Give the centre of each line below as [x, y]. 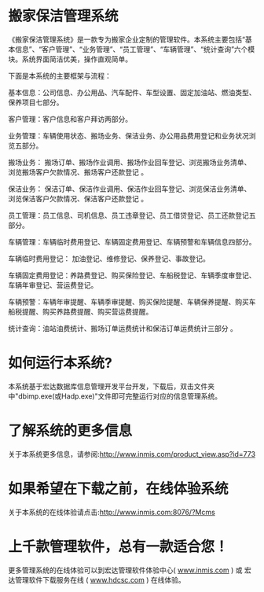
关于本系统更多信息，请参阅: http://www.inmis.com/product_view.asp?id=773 [132, 454]
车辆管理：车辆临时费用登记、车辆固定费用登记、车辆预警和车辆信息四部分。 [132, 241]
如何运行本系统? [60, 363]
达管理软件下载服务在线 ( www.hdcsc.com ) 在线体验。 [97, 579]
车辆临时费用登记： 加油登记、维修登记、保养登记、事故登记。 [109, 258]
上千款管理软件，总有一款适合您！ [119, 546]
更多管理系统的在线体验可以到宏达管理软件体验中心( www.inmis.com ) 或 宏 [130, 570]
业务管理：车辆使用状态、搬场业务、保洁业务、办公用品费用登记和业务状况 [128, 135]
